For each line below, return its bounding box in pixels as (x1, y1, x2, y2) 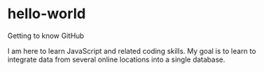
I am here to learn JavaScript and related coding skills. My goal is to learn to (7, 46, 256, 55)
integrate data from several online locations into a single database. (7, 55, 226, 64)
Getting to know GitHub (7, 31, 84, 40)
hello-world (7, 5, 87, 23)
